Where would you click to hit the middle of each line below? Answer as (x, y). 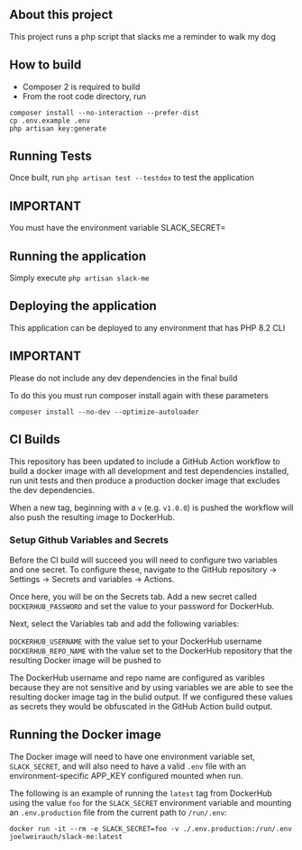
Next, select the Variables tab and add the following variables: (124, 623)
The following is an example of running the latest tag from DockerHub (141, 793)
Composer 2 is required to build (81, 87)
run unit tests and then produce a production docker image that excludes (145, 480)
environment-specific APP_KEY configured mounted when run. (126, 775)
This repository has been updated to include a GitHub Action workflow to (145, 461)
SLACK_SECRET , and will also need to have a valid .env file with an (128, 766)
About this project (61, 15)
